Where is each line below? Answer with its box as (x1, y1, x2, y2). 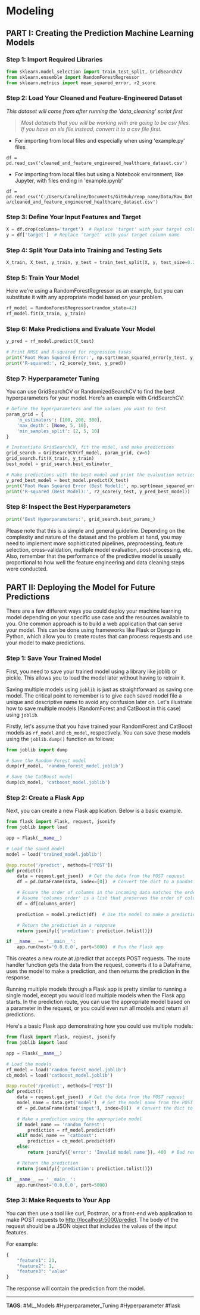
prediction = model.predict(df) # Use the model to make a (17, 911, 169, 917)
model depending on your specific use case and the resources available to (6, 614, 189, 621)
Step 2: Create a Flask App (6, 793, 85, 801)
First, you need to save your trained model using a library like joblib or (6, 668, 177, 675)
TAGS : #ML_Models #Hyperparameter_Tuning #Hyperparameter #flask (6, 1302, 180, 1309)
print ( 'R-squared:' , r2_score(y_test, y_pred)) (6, 360, 127, 366)
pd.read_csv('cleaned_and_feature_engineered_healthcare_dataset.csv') (6, 160, 187, 166)
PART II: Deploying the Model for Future (6, 582, 156, 592)
